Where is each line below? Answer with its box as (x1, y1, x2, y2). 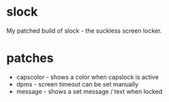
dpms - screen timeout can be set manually (16, 80, 139, 88)
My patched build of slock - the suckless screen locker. (6, 27, 162, 35)
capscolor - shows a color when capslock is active (16, 73, 159, 81)
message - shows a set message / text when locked (16, 87, 163, 95)
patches (6, 50, 54, 66)
